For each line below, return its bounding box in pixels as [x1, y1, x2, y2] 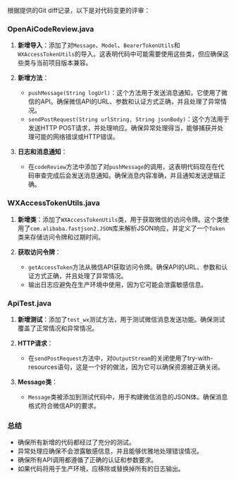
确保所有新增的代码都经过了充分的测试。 [17, 438, 135, 447]
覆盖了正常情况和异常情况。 [17, 323, 99, 332]
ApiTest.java [7, 298, 51, 308]
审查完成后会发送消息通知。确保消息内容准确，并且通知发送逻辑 [34, 171, 220, 180]
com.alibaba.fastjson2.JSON [30, 225, 113, 232]
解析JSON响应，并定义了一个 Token [124, 224, 225, 232]
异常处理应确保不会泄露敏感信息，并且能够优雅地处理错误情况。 [17, 447, 203, 456]
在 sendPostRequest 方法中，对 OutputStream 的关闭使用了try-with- [27, 354, 213, 362]
